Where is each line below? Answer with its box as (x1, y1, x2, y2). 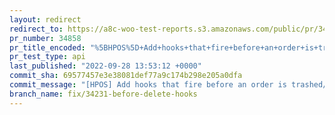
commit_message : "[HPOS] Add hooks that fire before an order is (9, 80, 287, 90)
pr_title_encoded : (9, 42, 86, 53)
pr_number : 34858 (9, 33, 82, 43)
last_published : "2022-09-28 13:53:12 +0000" (9, 61, 202, 71)
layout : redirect (9, 14, 82, 25)
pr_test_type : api (9, 52, 86, 62)
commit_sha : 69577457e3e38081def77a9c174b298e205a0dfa (9, 71, 243, 81)
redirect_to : (9, 24, 64, 34)
